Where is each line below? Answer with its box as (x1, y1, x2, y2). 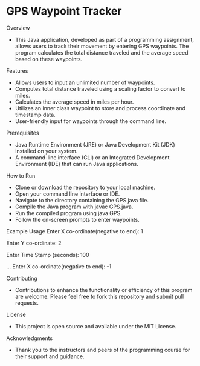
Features (6, 67, 28, 74)
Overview (6, 24, 30, 32)
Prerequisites (6, 129, 39, 136)
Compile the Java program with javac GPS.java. (15, 203, 134, 210)
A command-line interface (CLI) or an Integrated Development (15, 153, 170, 161)
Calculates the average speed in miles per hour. (15, 98, 134, 105)
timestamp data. (15, 111, 56, 118)
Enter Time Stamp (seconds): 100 (6, 251, 89, 258)
